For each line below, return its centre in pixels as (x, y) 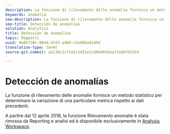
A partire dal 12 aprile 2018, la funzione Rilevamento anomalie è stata (77, 116)
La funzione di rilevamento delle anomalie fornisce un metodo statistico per (84, 95)
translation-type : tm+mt (31, 47)
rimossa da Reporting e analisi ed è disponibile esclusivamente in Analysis (83, 121)
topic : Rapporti (22, 38)
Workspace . (18, 126)
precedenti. (17, 106)
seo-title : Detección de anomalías (43, 24)
